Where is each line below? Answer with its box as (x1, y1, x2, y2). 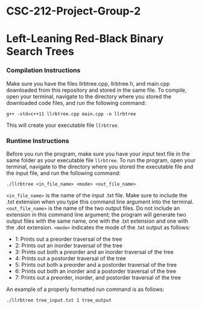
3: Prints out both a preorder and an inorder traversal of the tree (14, 248, 174, 255)
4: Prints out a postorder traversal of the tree (14, 255, 127, 262)
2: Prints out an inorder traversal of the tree (14, 241, 122, 249)
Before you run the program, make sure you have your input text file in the (6, 150, 190, 158)
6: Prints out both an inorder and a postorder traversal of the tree (14, 267, 177, 275)
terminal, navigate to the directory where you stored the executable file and (6, 163, 194, 170)
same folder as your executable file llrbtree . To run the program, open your (6, 156, 196, 164)
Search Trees (6, 45, 74, 59)
